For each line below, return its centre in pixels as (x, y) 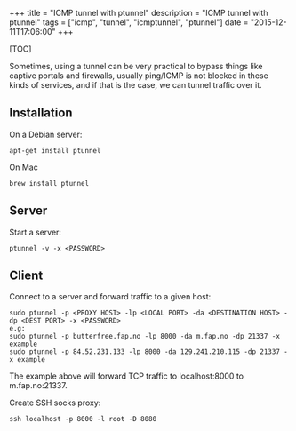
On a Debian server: (46, 134)
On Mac (24, 167)
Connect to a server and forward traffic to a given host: (110, 297)
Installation (41, 113)
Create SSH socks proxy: (55, 403)
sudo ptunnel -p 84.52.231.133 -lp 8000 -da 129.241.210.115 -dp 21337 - (149, 352)
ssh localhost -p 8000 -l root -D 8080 (83, 419)
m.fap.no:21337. (39, 386)
